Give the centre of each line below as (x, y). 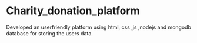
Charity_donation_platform (73, 11)
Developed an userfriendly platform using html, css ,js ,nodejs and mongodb (98, 27)
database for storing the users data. (49, 33)
